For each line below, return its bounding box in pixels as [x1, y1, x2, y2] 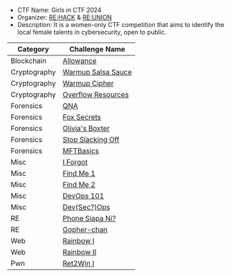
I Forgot [62, 157, 88, 167]
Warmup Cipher [62, 79, 114, 88]
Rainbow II [62, 247, 97, 257]
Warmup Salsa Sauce [62, 67, 133, 77]
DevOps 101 [62, 191, 104, 200]
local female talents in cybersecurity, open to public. [17, 28, 167, 36]
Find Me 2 [62, 180, 95, 189]
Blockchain [10, 56, 47, 65]
